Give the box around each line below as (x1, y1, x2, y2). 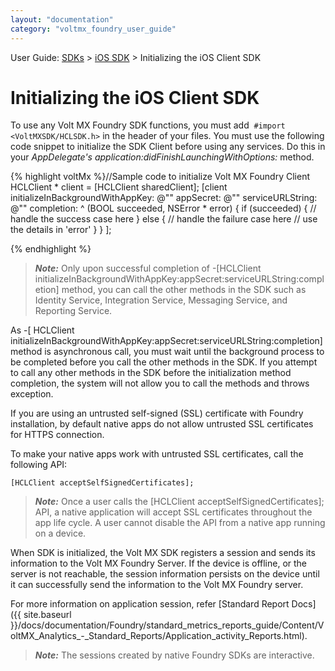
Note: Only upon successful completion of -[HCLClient (34, 262, 262, 275)
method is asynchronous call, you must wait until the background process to (10, 346, 325, 358)
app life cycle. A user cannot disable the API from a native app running (34, 517, 326, 529)
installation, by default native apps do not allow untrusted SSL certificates (10, 418, 314, 430)
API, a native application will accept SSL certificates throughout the (34, 506, 313, 518)
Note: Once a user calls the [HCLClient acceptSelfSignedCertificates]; (34, 496, 325, 508)
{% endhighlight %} (10, 243, 92, 255)
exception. (10, 388, 54, 400)
